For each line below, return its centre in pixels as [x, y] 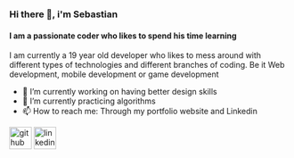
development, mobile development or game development [114, 74]
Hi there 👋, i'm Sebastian [64, 14]
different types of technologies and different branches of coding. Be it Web [147, 65]
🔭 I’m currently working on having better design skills [119, 92]
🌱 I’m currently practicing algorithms [89, 101]
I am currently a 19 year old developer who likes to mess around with [135, 55]
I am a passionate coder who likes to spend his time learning [123, 36]
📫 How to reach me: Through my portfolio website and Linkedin [140, 112]
